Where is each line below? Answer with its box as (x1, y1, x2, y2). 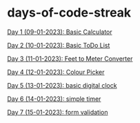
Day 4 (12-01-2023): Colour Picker (7, 68, 105, 76)
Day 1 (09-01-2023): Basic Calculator (7, 28, 112, 36)
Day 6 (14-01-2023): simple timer (7, 95, 101, 103)
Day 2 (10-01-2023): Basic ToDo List (7, 41, 110, 49)
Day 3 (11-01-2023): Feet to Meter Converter (7, 54, 133, 63)
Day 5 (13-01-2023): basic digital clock (7, 81, 117, 89)
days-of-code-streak (7, 5, 132, 21)
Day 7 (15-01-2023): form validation (7, 108, 108, 116)
